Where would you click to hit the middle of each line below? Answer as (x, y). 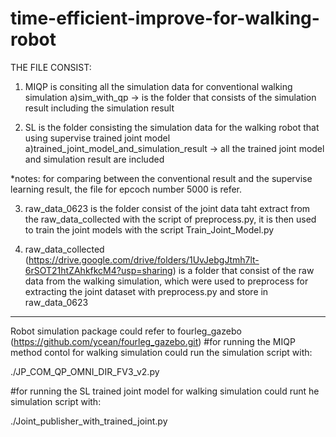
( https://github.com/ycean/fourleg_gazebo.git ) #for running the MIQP (153, 341)
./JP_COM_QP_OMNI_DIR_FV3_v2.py (85, 371)
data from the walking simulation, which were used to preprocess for (166, 281)
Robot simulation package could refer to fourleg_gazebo (126, 331)
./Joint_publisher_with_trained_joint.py (89, 421)
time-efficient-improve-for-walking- (165, 18)
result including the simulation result (99, 108)
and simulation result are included (94, 159)
